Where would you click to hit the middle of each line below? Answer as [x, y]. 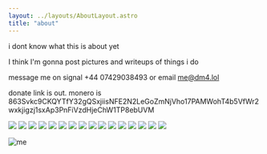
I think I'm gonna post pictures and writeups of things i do [103, 62]
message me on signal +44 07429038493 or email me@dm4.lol [114, 77]
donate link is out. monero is [55, 92]
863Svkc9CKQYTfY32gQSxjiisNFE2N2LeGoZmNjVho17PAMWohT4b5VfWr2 [133, 101]
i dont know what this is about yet [64, 46]
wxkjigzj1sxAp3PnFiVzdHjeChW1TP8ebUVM [81, 110]
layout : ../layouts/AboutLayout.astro [73, 16]
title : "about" [34, 23]
